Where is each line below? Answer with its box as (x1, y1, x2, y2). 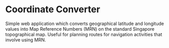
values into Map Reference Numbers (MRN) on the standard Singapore (5, 26, 155, 32)
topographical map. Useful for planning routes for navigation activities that (5, 31, 162, 37)
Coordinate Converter (5, 4, 100, 15)
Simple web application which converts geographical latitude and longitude (5, 20, 164, 27)
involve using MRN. (5, 37, 46, 43)
